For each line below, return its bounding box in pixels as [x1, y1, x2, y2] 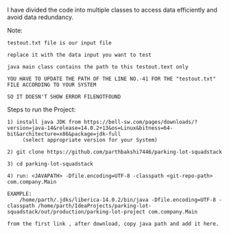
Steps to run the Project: [7, 105, 76, 114]
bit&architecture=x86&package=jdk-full [7, 131, 121, 138]
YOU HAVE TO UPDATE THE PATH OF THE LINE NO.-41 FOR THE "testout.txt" [7, 75, 216, 82]
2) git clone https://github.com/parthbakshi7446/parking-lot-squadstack [7, 148, 223, 155]
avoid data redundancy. [7, 13, 74, 21]
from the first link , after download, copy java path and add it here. [7, 220, 219, 227]
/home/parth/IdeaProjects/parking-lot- [37, 203, 152, 209]
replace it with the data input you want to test [7, 51, 152, 58]
